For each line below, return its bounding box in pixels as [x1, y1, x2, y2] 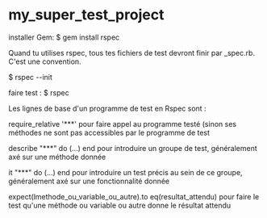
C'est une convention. [8, 57, 82, 66]
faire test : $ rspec [8, 87, 70, 98]
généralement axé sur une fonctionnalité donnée [8, 176, 170, 186]
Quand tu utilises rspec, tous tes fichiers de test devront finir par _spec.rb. [8, 48, 256, 57]
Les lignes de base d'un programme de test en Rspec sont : [8, 103, 207, 113]
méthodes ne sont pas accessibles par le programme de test [8, 128, 211, 137]
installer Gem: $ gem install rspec [8, 32, 120, 42]
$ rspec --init [8, 72, 52, 82]
